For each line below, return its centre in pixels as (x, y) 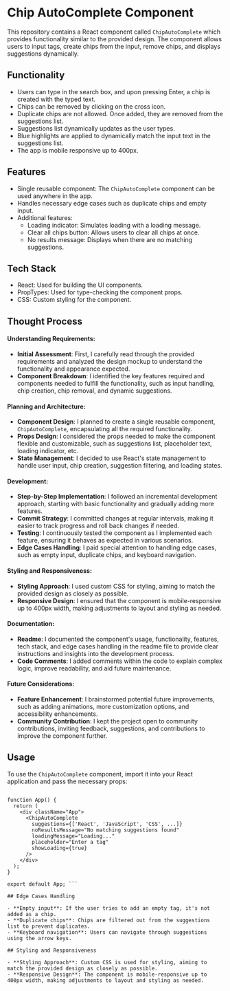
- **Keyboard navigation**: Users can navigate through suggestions (107, 932)
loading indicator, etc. (48, 451)
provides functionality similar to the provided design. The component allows (114, 39)
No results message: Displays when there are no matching (110, 239)
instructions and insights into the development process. (95, 653)
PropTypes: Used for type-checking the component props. (100, 292)
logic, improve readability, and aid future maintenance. (94, 668)
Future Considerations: (41, 684)
